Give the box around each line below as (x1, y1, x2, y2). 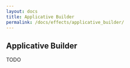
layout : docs (6, 8, 38, 15)
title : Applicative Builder (6, 14, 75, 20)
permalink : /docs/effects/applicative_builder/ (6, 19, 125, 25)
